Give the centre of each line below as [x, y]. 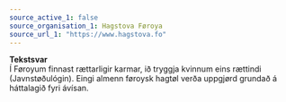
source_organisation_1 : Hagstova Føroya [86, 26]
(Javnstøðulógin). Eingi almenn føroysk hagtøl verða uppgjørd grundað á [143, 79]
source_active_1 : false [54, 17]
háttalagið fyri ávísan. [49, 88]
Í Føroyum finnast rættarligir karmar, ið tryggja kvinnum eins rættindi [135, 69]
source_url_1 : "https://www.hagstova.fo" [88, 34]
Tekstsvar [28, 60]
